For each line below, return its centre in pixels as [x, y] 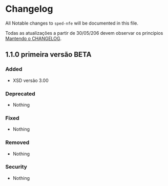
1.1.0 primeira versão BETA [48, 55]
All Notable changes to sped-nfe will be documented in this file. [72, 23]
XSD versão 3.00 [30, 80]
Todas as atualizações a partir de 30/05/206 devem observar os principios [84, 33]
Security [16, 167]
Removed [17, 142]
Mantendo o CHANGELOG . [34, 38]
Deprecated [20, 94]
